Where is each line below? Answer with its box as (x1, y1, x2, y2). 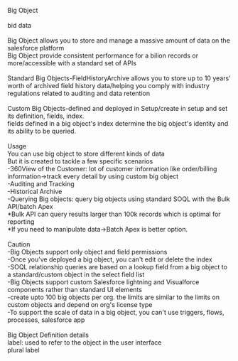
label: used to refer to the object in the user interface (7, 338, 162, 347)
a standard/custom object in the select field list (7, 270, 145, 279)
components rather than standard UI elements (7, 286, 142, 293)
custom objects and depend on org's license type (7, 301, 153, 308)
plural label (7, 346, 40, 354)
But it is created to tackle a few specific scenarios (7, 157, 153, 166)
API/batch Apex (7, 203, 53, 210)
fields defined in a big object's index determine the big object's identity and (7, 119, 229, 127)
